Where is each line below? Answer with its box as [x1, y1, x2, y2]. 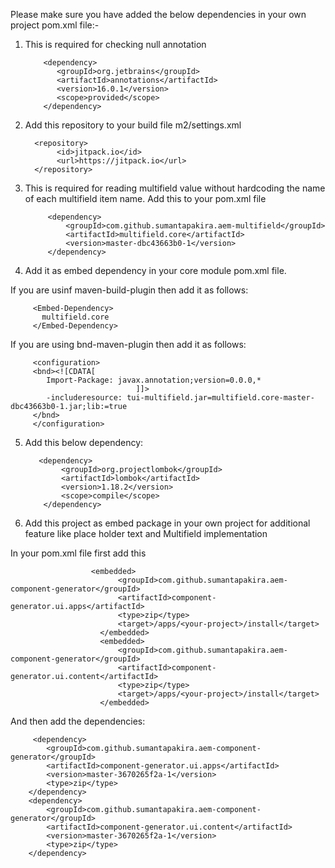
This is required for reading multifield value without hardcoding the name [24, 182, 326, 194]
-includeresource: [46, 393, 123, 403]
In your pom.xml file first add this [10, 547, 147, 559]
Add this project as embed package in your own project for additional [24, 517, 311, 529]
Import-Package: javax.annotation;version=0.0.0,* [46, 375, 262, 385]
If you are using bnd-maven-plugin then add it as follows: [10, 339, 247, 350]
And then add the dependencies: [10, 715, 146, 727]
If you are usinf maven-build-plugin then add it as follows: [10, 284, 249, 296]
